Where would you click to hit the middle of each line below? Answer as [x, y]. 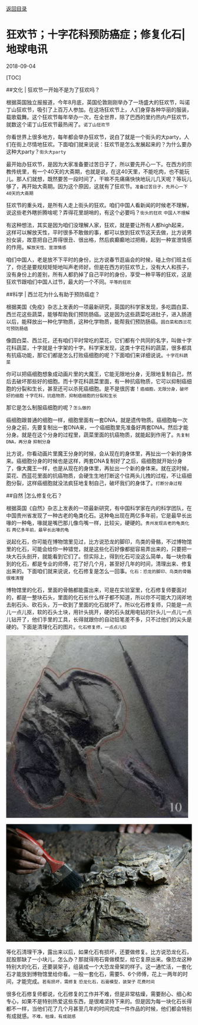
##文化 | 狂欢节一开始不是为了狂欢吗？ [53, 90]
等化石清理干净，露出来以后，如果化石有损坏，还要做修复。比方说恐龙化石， [99, 952]
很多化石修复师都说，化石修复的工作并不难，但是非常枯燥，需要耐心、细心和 [99, 994]
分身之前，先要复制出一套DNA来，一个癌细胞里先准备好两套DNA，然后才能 [97, 427]
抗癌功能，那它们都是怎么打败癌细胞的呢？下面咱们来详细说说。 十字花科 [97, 355]
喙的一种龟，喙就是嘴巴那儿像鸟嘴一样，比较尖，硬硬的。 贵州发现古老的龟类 [96, 523]
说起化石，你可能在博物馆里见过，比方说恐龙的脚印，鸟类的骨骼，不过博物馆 [99, 541]
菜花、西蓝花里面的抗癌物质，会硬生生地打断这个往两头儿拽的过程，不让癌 [96, 475]
